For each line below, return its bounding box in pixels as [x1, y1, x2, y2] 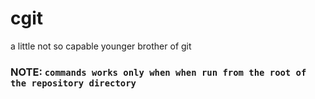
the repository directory [10, 77, 137, 89]
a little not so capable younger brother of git [10, 40, 192, 52]
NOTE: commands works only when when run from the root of [10, 65, 307, 79]
